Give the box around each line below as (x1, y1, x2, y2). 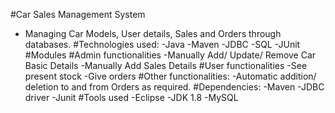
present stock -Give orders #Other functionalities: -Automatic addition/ (24, 70, 317, 82)
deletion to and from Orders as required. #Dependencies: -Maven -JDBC (24, 81, 325, 93)
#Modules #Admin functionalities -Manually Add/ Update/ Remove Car (24, 49, 317, 61)
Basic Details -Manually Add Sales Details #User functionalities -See (24, 60, 308, 71)
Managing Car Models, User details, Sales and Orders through (24, 28, 282, 39)
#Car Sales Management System (10, 9, 146, 20)
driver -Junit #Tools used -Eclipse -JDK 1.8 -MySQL (24, 92, 239, 103)
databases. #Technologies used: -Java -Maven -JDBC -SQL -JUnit (24, 39, 301, 50)
